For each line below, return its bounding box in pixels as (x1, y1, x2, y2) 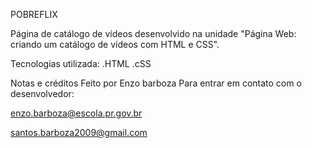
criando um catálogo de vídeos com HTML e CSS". (10, 39, 220, 50)
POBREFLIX (10, 9, 58, 20)
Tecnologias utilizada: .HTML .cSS (10, 58, 152, 69)
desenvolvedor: (10, 88, 75, 99)
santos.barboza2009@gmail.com (10, 127, 148, 138)
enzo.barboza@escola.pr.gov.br (10, 107, 143, 119)
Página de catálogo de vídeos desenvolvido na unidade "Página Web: (10, 28, 297, 39)
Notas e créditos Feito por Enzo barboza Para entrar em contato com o (10, 77, 302, 89)
